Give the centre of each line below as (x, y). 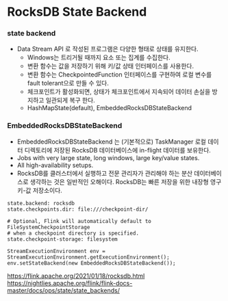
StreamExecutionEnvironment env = (56, 251)
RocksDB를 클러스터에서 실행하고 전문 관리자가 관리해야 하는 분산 (105, 173)
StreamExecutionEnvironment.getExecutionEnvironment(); (88, 257)
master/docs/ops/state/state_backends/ (64, 290)
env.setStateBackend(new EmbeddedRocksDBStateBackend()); (91, 263)
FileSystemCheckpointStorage (49, 227)
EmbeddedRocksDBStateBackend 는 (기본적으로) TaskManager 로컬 (112, 142)
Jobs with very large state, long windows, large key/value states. (108, 157)
